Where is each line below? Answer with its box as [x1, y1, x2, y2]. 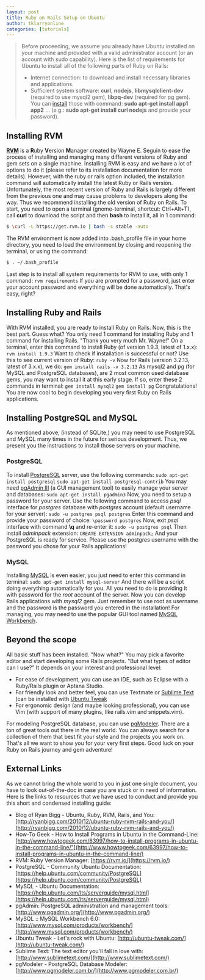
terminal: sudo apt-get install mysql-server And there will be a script [6, 578, 184, 586]
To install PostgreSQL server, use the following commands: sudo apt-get [6, 471, 189, 478]
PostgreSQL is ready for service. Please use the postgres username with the [6, 535, 198, 543]
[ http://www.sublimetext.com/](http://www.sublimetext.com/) [15, 954, 170, 961]
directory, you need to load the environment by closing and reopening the [6, 241, 192, 248]
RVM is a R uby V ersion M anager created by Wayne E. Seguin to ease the [6, 147, 190, 154]
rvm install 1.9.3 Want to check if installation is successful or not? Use [6, 349, 189, 357]
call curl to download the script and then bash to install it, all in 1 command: [6, 212, 196, 219]
